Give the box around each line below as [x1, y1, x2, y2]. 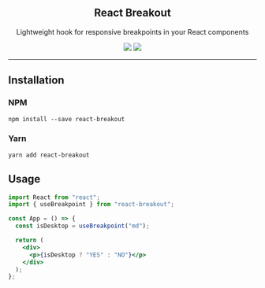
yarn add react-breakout [8, 151, 90, 159]
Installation [8, 74, 65, 87]
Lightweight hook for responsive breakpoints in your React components [16, 27, 249, 36]
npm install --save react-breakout [8, 115, 125, 123]
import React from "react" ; [8, 193, 101, 201]
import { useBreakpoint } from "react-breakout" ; [8, 201, 175, 209]
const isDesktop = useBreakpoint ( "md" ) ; [15, 222, 150, 231]
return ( [15, 236, 44, 245]
